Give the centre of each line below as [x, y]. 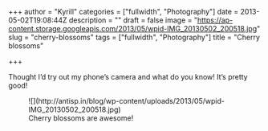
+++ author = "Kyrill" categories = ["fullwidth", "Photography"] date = [124, 12]
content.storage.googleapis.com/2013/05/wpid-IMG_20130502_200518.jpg [133, 29]
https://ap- [215, 20]
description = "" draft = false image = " [133, 20]
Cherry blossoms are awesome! [81, 118]
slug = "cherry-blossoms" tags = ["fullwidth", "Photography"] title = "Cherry [134, 37]
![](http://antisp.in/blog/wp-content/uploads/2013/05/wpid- [126, 101]
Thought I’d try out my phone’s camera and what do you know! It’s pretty [128, 77]
